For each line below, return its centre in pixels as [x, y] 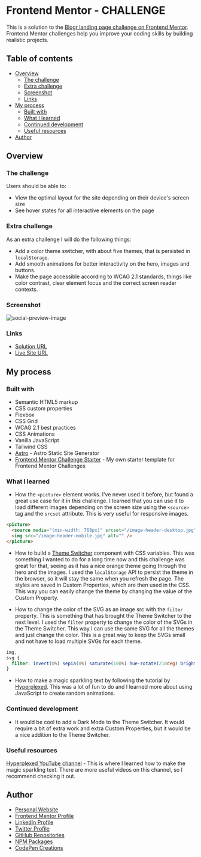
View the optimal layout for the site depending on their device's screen [102, 198]
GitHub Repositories [39, 835]
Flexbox [25, 415]
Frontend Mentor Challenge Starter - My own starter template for [95, 460]
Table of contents [39, 59]
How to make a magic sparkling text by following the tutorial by [92, 680]
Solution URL [31, 347]
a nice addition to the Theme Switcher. [63, 734]
